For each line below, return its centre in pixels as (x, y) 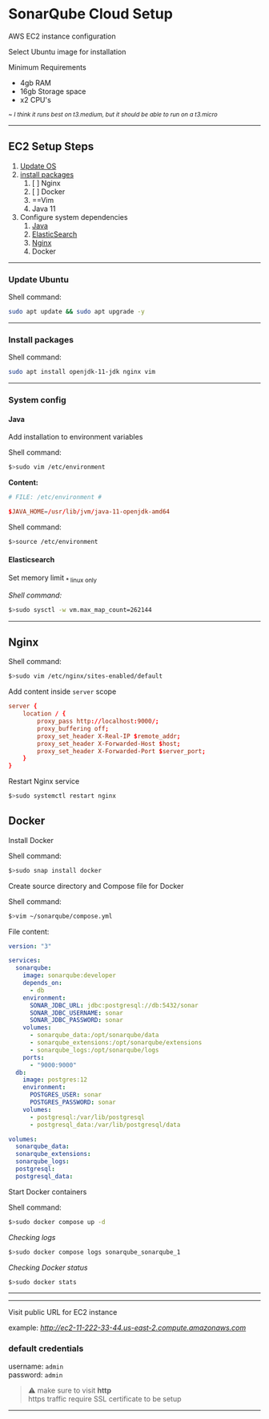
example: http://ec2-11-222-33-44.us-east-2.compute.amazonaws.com (127, 1328)
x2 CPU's (36, 99)
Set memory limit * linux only (53, 578)
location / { (44, 714)
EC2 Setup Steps (51, 146)
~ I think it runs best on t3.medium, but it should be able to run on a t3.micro (113, 114)
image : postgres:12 (55, 1080)
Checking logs (32, 1237)
